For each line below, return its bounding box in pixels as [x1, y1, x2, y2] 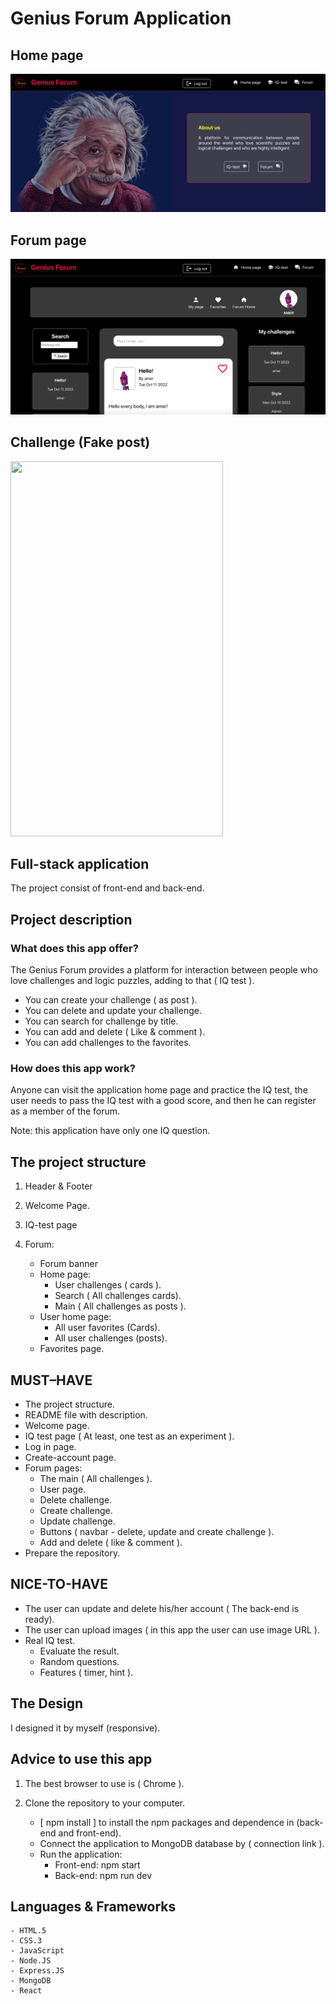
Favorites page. [39, 1343, 105, 1355]
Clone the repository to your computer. [24, 1797, 186, 1809]
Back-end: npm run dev [54, 1869, 153, 1881]
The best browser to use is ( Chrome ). [24, 1777, 185, 1789]
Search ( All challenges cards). [54, 1290, 182, 1302]
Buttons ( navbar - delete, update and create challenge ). [39, 1526, 275, 1538]
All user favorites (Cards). [54, 1322, 161, 1334]
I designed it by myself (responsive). [10, 1722, 161, 1734]
